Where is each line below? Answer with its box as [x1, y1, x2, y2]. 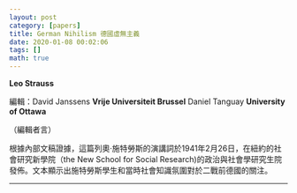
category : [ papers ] [9, 21, 81, 30]
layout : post [9, 12, 57, 22]
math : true [9, 54, 49, 63]
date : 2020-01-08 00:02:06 [9, 37, 109, 47]
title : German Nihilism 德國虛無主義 [9, 29, 141, 38]
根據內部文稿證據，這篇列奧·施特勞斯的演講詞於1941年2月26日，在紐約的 [9, 143, 274, 153]
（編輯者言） [9, 124, 56, 135]
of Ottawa [9, 107, 47, 116]
